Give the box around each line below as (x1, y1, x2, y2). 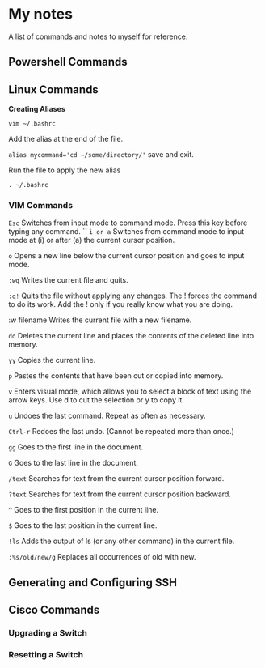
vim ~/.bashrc (8, 120, 57, 128)
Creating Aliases (8, 104, 66, 114)
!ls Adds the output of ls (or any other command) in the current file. (8, 536, 235, 547)
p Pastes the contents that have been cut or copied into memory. (8, 371, 224, 381)
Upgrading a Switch (8, 628, 87, 639)
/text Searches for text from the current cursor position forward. (8, 474, 225, 483)
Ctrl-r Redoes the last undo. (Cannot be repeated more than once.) (8, 427, 234, 436)
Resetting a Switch (8, 649, 83, 661)
